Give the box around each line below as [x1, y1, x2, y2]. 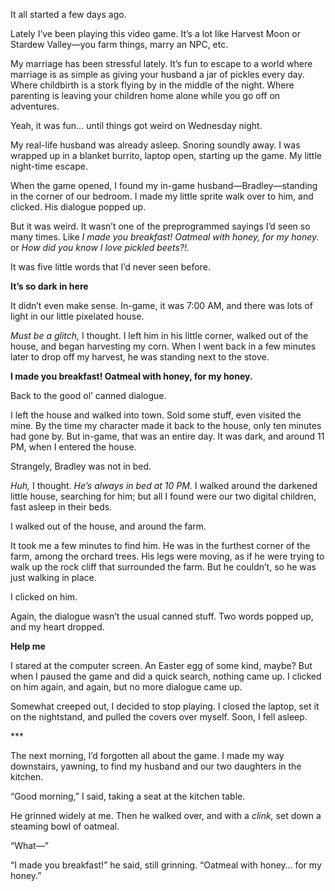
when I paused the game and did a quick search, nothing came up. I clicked [10, 670, 322, 682]
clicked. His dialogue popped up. [10, 201, 147, 213]
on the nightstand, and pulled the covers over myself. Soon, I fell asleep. [10, 711, 308, 723]
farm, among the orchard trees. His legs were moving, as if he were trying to [10, 550, 325, 562]
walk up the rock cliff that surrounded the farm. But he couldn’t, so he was [10, 561, 317, 573]
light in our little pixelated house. [10, 310, 145, 322]
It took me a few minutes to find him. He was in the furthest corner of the [10, 540, 311, 551]
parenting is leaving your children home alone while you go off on [10, 90, 281, 101]
